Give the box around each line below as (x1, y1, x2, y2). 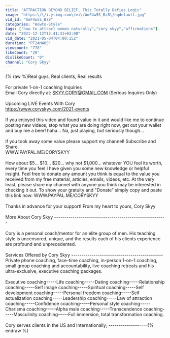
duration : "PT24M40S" (5, 41, 51, 46)
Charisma (5, 306, 25, 312)
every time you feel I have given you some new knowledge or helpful (5, 165, 149, 172)
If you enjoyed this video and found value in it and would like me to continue (5, 117, 164, 123)
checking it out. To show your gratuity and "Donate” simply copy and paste (5, 187, 162, 193)
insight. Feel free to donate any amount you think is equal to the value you (5, 171, 160, 177)
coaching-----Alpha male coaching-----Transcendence (26, 306, 143, 312)
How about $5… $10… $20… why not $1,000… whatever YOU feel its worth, (5, 160, 163, 166)
